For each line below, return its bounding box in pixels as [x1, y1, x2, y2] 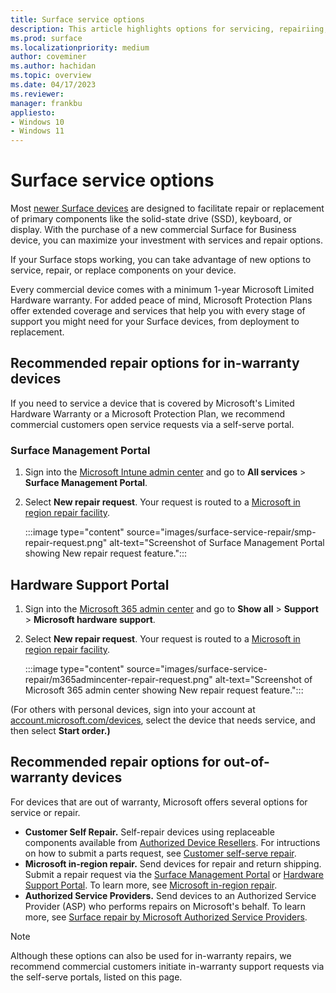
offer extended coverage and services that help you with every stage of [10, 305, 306, 317]
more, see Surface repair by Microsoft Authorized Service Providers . [24, 911, 308, 923]
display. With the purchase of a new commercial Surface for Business [10, 224, 297, 236]
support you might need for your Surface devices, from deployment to [10, 316, 300, 328]
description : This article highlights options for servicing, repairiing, [10, 24, 329, 34]
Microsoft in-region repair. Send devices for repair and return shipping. [24, 857, 322, 870]
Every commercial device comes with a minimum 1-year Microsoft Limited [10, 284, 315, 296]
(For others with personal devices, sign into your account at [10, 703, 256, 715]
